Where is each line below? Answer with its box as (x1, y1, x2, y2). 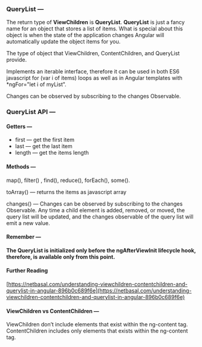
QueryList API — (6, 108, 56, 116)
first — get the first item (15, 136, 74, 144)
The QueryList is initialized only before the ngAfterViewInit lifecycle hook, (6, 246, 197, 254)
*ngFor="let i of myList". (6, 81, 67, 88)
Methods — (6, 163, 36, 170)
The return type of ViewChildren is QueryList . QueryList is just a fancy (6, 19, 185, 26)
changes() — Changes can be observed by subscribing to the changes (6, 200, 183, 207)
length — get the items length (15, 149, 90, 157)
